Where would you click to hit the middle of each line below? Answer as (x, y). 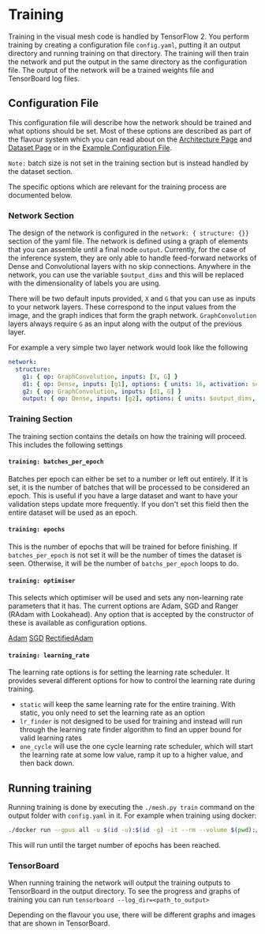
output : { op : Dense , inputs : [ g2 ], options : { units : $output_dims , (139, 399)
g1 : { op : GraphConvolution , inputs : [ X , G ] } (100, 376)
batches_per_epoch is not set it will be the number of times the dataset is (125, 555)
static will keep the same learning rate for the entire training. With (127, 705)
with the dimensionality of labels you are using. (85, 283)
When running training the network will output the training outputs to (119, 883)
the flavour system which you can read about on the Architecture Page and (130, 139)
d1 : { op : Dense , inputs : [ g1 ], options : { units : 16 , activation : (136, 384)
